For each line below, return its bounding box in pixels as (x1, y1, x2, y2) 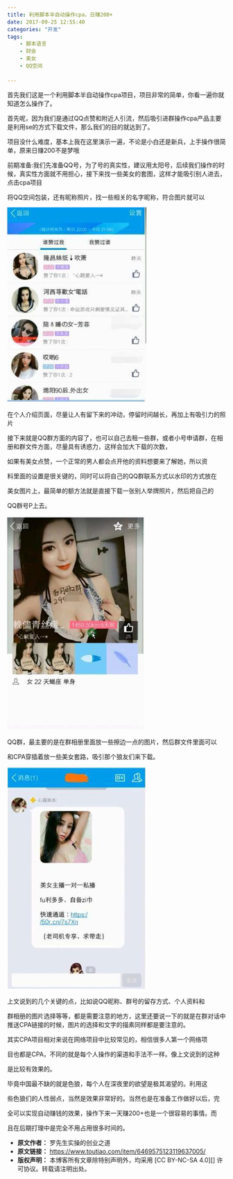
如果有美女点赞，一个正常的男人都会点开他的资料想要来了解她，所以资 (7, 457, 208, 465)
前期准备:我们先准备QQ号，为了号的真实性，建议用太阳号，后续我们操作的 (7, 160, 219, 169)
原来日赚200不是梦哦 (19, 146, 80, 154)
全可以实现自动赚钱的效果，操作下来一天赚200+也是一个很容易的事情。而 (7, 1109, 217, 1117)
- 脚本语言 (19, 40, 47, 48)
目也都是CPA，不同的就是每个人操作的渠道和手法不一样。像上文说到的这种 (7, 1050, 220, 1058)
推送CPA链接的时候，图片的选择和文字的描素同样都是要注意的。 (7, 1020, 189, 1028)
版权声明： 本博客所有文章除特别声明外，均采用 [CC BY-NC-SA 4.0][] (17, 1155, 216, 1164)
